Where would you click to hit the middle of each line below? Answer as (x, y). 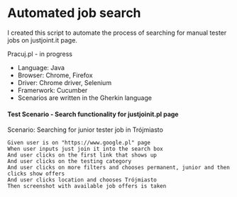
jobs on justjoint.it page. (43, 40)
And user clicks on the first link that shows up (82, 155)
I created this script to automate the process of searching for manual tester (117, 33)
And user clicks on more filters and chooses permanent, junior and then (119, 168)
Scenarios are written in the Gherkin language (85, 98)
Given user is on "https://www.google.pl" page (79, 143)
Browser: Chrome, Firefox (55, 75)
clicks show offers (36, 174)
